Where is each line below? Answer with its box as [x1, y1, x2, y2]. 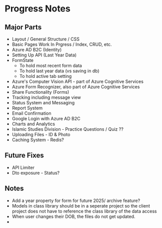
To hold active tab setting [19, 73, 72, 79]
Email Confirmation [11, 110, 51, 116]
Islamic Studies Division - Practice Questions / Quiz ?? [11, 126, 123, 132]
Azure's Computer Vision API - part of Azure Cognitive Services [11, 78, 143, 84]
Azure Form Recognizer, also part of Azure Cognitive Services [11, 84, 140, 90]
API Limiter [11, 164, 34, 170]
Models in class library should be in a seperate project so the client [11, 203, 150, 209]
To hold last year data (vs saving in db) [19, 68, 99, 74]
